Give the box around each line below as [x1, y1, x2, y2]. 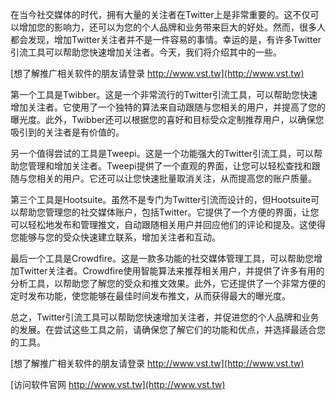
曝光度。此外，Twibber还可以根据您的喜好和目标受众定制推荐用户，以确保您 [10, 114, 325, 125]
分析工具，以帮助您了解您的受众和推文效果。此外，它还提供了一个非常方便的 [10, 278, 326, 289]
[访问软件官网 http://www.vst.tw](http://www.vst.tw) [10, 379, 226, 390]
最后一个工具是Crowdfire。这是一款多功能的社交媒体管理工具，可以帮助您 [10, 253, 314, 264]
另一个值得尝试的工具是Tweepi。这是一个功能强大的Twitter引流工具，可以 [10, 148, 315, 159]
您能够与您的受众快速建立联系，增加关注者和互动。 [10, 231, 221, 243]
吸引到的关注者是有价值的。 [10, 126, 125, 138]
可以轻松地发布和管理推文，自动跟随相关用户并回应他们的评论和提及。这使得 [10, 219, 326, 230]
